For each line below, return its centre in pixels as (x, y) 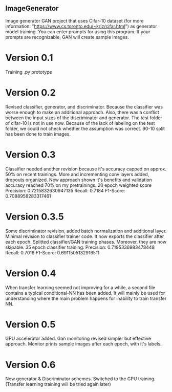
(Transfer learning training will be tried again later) (58, 384)
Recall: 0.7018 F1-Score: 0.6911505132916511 (52, 252)
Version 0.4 (31, 273)
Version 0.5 (30, 324)
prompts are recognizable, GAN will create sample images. (67, 37)
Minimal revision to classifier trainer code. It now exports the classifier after (85, 236)
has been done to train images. (38, 134)
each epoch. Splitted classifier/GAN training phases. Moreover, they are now (86, 242)
